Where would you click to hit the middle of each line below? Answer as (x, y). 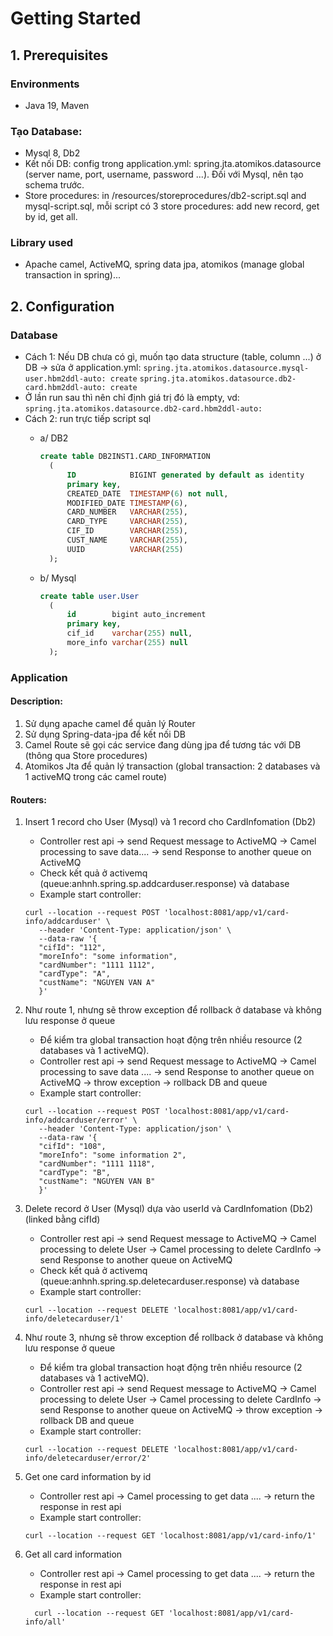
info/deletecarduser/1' (74, 1319)
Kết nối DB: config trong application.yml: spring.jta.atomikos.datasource (173, 164)
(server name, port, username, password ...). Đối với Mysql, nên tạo (164, 174)
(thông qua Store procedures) (86, 755)
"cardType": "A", (74, 974)
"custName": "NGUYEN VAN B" (97, 1182)
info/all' (45, 1622)
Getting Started (76, 18)
